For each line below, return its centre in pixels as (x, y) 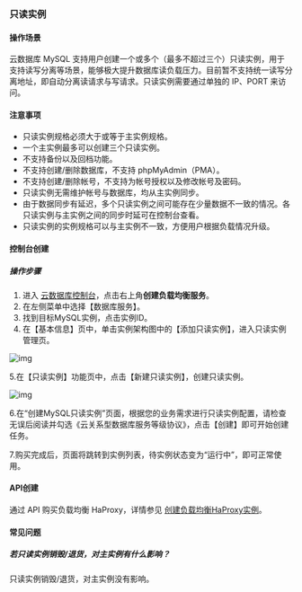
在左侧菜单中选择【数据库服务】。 (84, 306)
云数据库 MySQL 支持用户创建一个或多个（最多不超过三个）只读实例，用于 (147, 59)
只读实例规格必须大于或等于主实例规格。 (97, 137)
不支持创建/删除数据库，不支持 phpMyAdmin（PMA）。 (123, 170)
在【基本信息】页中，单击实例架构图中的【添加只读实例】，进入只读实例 (154, 329)
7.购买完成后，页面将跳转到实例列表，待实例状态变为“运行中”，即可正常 (142, 455)
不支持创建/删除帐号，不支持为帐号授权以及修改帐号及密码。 (134, 181)
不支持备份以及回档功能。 (70, 159)
